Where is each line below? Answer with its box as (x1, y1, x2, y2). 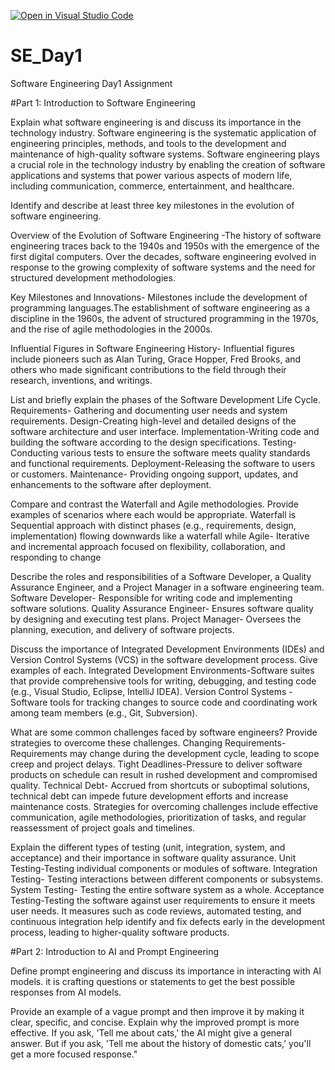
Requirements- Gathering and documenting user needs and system (10, 404, 288, 416)
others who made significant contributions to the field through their (10, 363, 287, 375)
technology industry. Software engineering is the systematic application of (10, 126, 317, 139)
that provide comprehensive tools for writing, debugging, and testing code (10, 675, 317, 687)
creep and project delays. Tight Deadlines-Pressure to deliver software (10, 758, 303, 770)
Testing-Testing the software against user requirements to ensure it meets (10, 894, 316, 906)
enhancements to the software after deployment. (10, 478, 212, 490)
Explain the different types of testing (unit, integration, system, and (10, 841, 286, 853)
